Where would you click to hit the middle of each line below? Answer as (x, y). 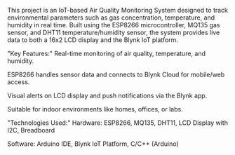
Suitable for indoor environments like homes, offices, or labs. (95, 109)
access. (19, 82)
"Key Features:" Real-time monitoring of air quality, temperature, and (106, 53)
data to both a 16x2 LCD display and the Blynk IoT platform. (93, 40)
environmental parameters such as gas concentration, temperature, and (111, 18)
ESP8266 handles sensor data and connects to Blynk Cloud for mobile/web (116, 74)
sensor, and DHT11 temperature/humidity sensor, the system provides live (114, 32)
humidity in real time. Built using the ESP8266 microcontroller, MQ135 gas (114, 25)
